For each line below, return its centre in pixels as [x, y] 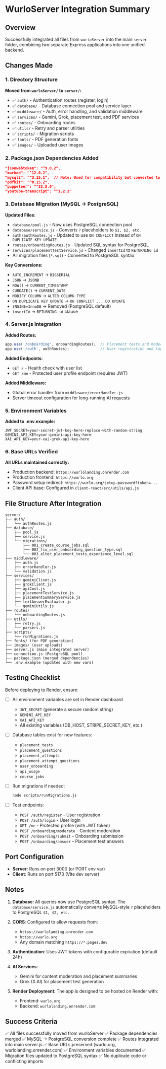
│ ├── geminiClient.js [31, 580]
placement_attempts [40, 756]
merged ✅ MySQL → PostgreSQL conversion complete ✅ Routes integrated [82, 1039]
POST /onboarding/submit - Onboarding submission [72, 836]
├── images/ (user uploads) [34, 645]
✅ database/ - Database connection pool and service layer [72, 106]
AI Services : [25, 966]
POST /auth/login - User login [50, 820]
